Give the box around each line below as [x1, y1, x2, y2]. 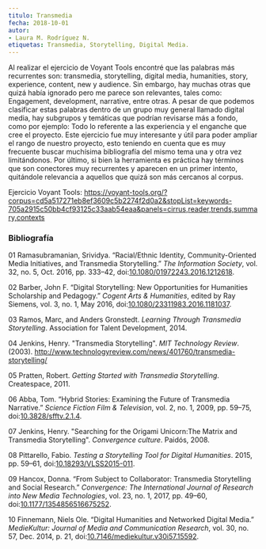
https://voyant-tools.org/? [84, 188, 168, 197]
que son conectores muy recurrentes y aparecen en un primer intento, [8, 164, 237, 173]
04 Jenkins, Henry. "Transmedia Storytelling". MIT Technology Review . [8, 338, 240, 349]
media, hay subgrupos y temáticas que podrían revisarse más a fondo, [8, 113, 238, 123]
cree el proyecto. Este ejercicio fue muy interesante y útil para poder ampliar [8, 130, 258, 139]
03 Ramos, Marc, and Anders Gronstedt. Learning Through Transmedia [8, 315, 241, 325]
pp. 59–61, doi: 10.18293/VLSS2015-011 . [8, 459, 135, 468]
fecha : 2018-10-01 [8, 19, 69, 27]
